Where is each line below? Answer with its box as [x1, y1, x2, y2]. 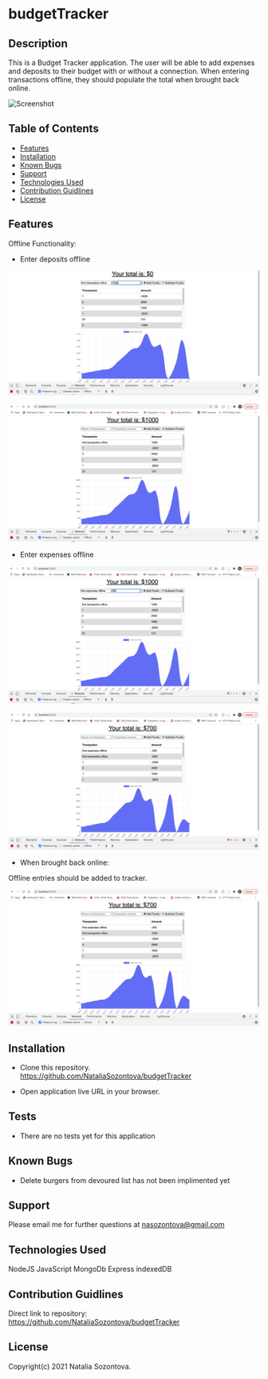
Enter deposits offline [19, 254, 90, 264]
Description [8, 37, 68, 50]
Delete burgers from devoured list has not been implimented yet [19, 1175, 231, 1185]
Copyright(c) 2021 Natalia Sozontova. [8, 1361, 132, 1371]
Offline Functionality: [8, 238, 77, 248]
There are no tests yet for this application [19, 1131, 156, 1141]
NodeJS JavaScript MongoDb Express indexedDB [8, 1265, 172, 1274]
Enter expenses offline [19, 550, 94, 560]
